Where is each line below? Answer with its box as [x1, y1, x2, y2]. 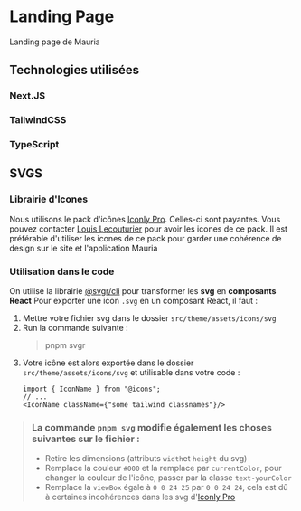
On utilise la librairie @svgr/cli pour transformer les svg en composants [9, 286, 277, 297]
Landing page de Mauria [9, 36, 101, 47]
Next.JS [9, 90, 46, 102]
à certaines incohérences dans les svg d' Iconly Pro [44, 491, 236, 503]
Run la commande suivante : [22, 323, 128, 334]
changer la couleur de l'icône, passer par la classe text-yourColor [44, 472, 292, 483]
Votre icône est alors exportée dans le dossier [22, 357, 194, 368]
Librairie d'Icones [9, 193, 89, 205]
